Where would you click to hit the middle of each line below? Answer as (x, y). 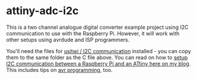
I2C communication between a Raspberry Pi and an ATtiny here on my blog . (99, 64)
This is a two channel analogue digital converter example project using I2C (97, 27)
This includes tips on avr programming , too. (59, 70)
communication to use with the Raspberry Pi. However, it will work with (93, 33)
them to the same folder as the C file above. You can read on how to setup (97, 57)
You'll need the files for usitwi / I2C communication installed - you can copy (99, 51)
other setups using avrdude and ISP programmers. (68, 39)
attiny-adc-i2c (42, 11)
